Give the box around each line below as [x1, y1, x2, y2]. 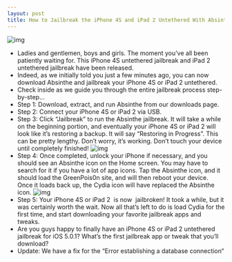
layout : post [7, 10, 45, 17]
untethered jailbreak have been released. [17, 63, 134, 72]
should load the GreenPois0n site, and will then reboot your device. [17, 173, 209, 181]
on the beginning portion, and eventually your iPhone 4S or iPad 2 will [17, 122, 216, 130]
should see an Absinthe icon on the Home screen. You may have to [17, 159, 209, 167]
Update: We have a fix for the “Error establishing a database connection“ [17, 246, 224, 255]
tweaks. [17, 217, 40, 225]
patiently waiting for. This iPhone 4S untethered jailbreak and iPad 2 [17, 56, 211, 64]
